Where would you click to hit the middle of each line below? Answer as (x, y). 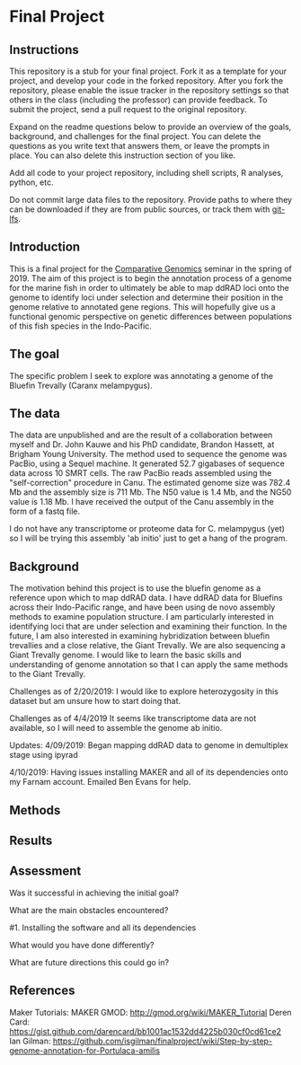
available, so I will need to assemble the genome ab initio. (116, 728)
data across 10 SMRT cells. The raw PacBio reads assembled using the (141, 473)
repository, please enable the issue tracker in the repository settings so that (149, 90)
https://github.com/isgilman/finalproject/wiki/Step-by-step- (162, 1041)
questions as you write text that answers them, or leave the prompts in (140, 146)
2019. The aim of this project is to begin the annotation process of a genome (150, 278)
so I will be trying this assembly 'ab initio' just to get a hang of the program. (149, 538)
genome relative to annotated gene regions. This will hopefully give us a (142, 306)
